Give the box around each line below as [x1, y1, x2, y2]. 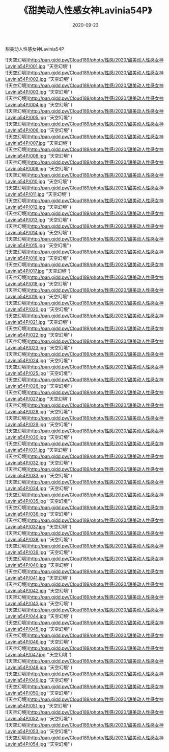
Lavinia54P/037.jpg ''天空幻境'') [5, 523, 72, 529]
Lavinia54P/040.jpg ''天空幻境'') [5, 562, 73, 568]
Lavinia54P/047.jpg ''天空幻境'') [5, 651, 72, 657]
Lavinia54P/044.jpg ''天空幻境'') [5, 613, 73, 619]
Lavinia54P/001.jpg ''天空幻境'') [5, 63, 72, 69]
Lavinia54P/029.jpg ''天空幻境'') [5, 421, 72, 427]
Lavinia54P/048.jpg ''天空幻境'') [5, 664, 73, 670]
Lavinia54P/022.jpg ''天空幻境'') [5, 331, 73, 338]
